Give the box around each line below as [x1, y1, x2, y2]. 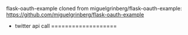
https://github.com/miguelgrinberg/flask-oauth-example [6, 11, 144, 18]
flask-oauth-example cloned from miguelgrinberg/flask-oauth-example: [6, 5, 182, 12]
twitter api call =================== [14, 23, 118, 29]
